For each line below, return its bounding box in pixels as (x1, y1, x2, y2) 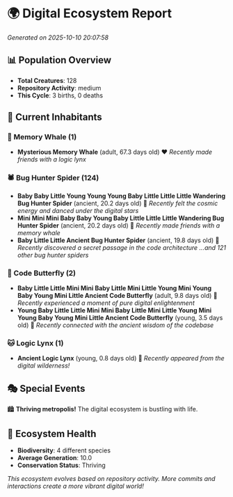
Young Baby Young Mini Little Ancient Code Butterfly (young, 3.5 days (17, 314, 223, 322)
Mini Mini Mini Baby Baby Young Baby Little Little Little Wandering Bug (17, 214, 225, 222)
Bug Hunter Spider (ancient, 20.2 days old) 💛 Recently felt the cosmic (17, 199, 218, 207)
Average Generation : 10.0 (17, 453, 93, 461)
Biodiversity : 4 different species (17, 446, 111, 455)
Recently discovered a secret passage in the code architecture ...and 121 (17, 243, 227, 251)
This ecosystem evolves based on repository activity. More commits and (7, 474, 216, 482)
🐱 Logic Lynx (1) (7, 338, 64, 348)
